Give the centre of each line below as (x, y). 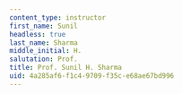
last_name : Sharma (44, 43)
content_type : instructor (57, 17)
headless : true (38, 34)
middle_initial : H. (46, 51)
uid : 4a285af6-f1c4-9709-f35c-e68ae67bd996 (92, 76)
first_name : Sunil (44, 26)
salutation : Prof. (44, 59)
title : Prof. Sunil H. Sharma (66, 68)
